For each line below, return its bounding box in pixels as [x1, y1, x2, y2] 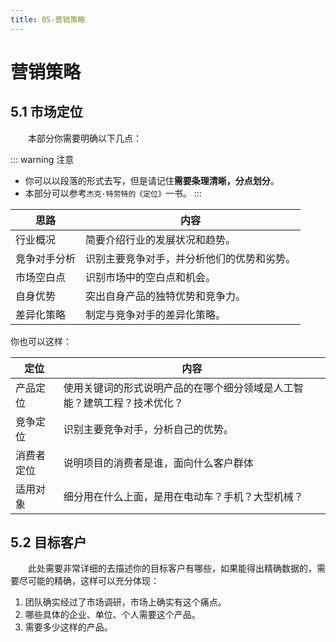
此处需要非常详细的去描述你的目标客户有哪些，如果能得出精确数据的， [28, 562, 317, 575]
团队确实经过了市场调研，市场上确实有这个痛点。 [24, 596, 227, 608]
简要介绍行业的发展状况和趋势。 [85, 232, 237, 246]
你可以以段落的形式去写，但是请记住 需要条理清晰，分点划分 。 [24, 174, 280, 186]
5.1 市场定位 [10, 104, 83, 121]
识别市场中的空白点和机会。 [85, 270, 217, 284]
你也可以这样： [10, 335, 72, 347]
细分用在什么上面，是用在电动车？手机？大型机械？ [63, 489, 304, 503]
